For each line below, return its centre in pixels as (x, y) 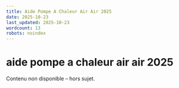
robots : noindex (26, 33)
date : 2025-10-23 (27, 17)
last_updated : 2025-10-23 (38, 22)
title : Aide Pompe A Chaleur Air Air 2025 (59, 11)
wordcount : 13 (24, 28)
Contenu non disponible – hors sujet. (51, 79)
